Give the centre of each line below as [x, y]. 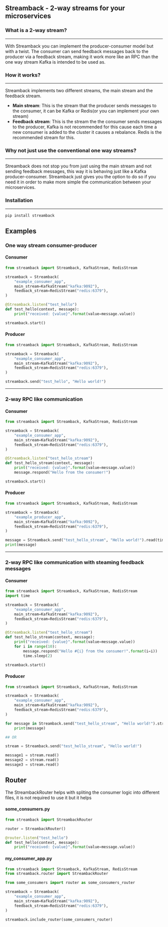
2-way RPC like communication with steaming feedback [74, 562]
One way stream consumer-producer [51, 245]
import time [17, 596]
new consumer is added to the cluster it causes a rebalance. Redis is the [87, 132]
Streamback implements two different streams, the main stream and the [79, 90]
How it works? [23, 75]
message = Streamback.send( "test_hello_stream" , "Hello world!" [73, 540]
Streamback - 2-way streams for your [65, 8]
